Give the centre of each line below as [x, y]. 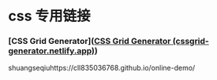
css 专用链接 [49, 16]
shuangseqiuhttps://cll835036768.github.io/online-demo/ [102, 68]
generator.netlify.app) [52, 51]
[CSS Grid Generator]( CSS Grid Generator [90, 42]
